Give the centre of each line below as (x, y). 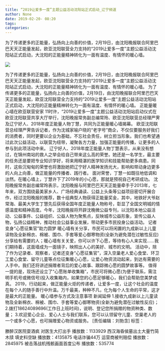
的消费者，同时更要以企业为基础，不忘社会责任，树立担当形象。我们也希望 (80, 136)
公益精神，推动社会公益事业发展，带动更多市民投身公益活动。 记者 (89, 223)
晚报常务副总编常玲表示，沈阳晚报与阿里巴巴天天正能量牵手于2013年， (81, 186)
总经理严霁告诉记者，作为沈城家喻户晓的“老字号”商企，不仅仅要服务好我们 (84, 130)
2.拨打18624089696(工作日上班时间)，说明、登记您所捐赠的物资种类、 (77, 309)
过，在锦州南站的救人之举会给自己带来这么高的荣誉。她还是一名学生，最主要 (82, 155)
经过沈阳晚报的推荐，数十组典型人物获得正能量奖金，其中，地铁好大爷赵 (87, 198)
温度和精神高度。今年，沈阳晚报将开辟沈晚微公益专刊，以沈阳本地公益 (80, 210)
